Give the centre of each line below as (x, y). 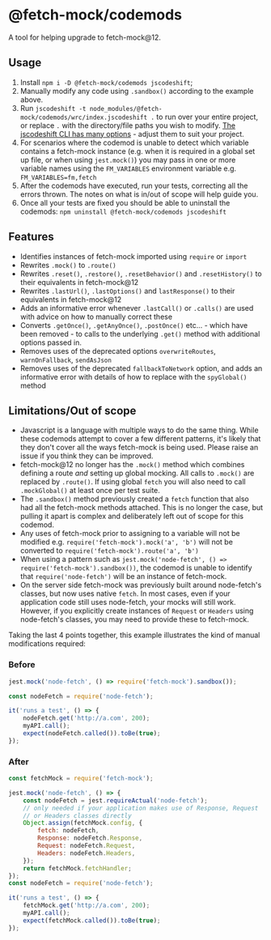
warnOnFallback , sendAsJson (66, 359)
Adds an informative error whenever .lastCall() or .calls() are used (137, 308)
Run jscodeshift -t (53, 108)
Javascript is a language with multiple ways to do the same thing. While (139, 430)
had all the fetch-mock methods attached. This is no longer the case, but (142, 508)
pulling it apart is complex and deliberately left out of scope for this (132, 517)
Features (31, 237)
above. (32, 100)
